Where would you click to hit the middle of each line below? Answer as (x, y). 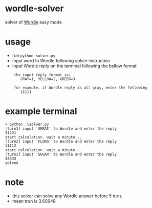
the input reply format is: (42, 75)
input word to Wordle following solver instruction (61, 60)
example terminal (41, 111)
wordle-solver (34, 9)
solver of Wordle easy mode (33, 22)
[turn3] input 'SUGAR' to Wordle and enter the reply (61, 154)
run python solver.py (34, 55)
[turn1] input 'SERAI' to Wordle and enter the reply (61, 128)
